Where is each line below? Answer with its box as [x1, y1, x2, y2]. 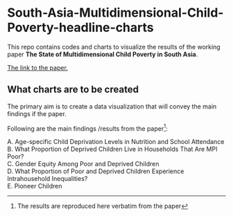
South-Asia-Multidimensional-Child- [7, 5, 224, 21]
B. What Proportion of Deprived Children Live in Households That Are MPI [7, 145, 218, 154]
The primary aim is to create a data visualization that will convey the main [7, 102, 217, 111]
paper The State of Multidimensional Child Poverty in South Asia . [7, 50, 198, 58]
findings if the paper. [7, 109, 67, 118]
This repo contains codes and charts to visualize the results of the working [7, 42, 221, 51]
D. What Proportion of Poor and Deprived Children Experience [7, 167, 184, 175]
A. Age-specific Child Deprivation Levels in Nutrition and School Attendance [7, 138, 225, 146]
